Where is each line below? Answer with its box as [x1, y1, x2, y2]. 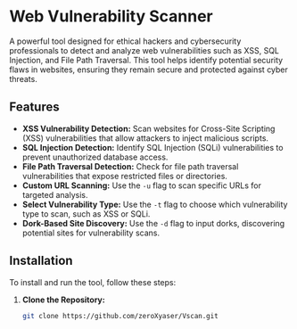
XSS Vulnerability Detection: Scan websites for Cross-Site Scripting [21, 123, 276, 134]
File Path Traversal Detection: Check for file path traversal [21, 160, 239, 171]
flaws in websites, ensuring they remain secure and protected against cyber [9, 64, 288, 75]
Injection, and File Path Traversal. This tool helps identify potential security [9, 54, 284, 65]
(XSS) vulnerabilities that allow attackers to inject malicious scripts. [21, 132, 269, 144]
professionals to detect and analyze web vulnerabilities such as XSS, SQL [9, 45, 279, 55]
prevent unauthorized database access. [21, 152, 169, 162]
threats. [9, 73, 37, 84]
